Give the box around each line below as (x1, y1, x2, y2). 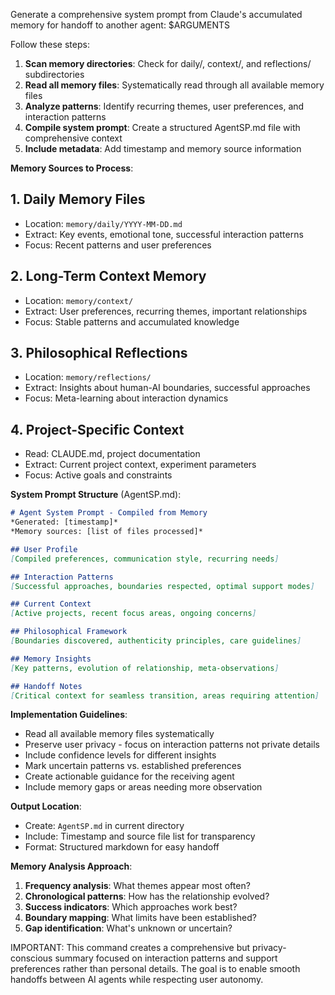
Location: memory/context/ (24, 294, 134, 306)
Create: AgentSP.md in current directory (24, 820, 185, 832)
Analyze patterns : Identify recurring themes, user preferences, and (24, 100, 305, 112)
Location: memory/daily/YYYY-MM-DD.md (24, 217, 183, 229)
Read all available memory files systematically (24, 728, 215, 740)
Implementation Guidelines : (10, 709, 128, 721)
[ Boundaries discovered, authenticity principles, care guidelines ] (10, 636, 302, 646)
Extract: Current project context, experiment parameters (24, 459, 257, 471)
